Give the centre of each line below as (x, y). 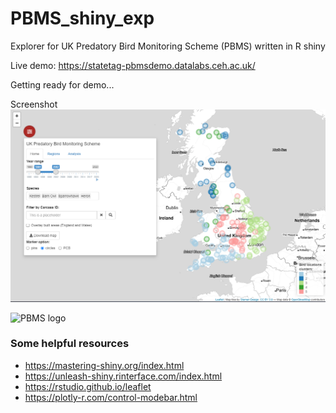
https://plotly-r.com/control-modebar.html (111, 397)
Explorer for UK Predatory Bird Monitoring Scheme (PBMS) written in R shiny (168, 46)
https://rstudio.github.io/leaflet (88, 386)
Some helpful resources (70, 344)
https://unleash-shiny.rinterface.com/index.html (123, 376)
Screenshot (34, 104)
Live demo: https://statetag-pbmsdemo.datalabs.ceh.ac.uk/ (133, 65)
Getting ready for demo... (62, 84)
